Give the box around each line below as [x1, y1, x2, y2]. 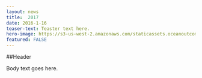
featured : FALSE [6, 37, 47, 43]
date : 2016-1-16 [6, 20, 47, 26]
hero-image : [6, 31, 36, 37]
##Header [6, 53, 32, 60]
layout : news [6, 8, 39, 15]
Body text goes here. [6, 65, 58, 72]
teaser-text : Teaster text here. [6, 25, 90, 32]
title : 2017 [6, 14, 39, 20]
